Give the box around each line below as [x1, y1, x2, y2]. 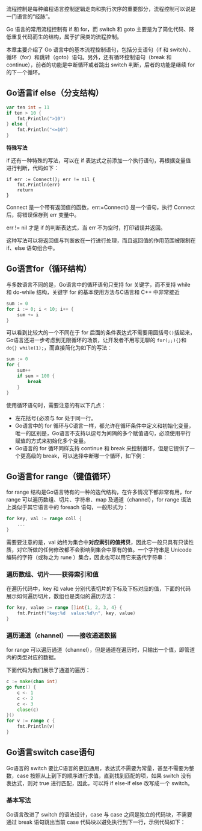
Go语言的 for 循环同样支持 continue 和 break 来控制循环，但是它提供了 [14, 444, 190, 451]
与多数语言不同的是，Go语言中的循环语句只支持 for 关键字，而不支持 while [6, 281, 191, 288]
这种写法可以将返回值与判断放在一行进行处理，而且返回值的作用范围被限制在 [6, 237, 196, 244]
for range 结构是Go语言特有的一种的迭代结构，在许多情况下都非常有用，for [6, 488, 192, 496]
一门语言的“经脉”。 [6, 13, 54, 20]
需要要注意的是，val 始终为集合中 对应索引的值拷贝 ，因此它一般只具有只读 [6, 538, 189, 546]
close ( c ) [17, 707, 39, 713]
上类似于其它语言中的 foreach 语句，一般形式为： [6, 503, 129, 511]
